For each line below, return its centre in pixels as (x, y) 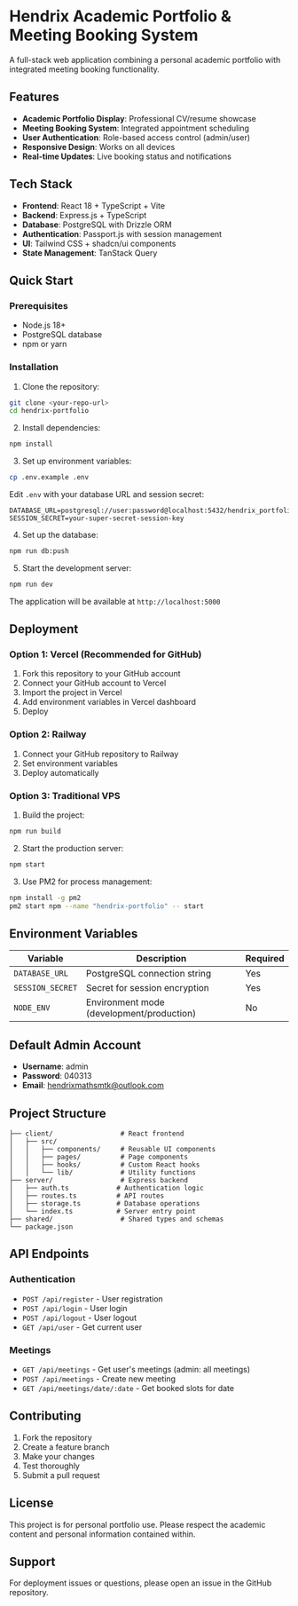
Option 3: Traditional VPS (65, 795)
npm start (27, 864)
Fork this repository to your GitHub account (101, 674)
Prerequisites (39, 305)
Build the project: (53, 815)
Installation (34, 368)
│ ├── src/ (33, 1142)
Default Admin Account (75, 1045)
